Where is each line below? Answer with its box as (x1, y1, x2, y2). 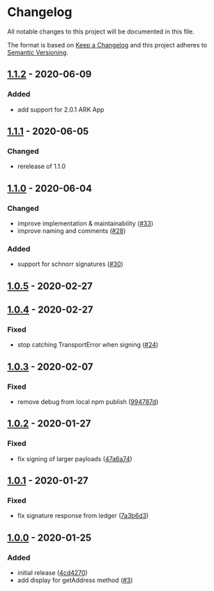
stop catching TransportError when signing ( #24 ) (17, 341, 159, 349)
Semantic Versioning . (7, 48, 68, 57)
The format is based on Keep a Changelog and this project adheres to (7, 40, 208, 49)
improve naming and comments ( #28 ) (17, 227, 126, 234)
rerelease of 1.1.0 (17, 162, 66, 171)
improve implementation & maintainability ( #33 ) (17, 219, 154, 227)
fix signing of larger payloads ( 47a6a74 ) (17, 454, 132, 463)
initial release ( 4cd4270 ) (17, 569, 89, 577)
